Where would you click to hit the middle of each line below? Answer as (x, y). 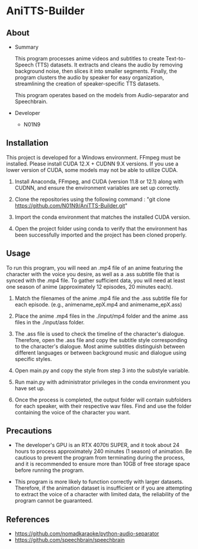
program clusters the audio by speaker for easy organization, (89, 77)
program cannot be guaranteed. (54, 501)
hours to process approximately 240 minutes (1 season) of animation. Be (103, 451)
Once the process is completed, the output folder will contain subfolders (103, 400)
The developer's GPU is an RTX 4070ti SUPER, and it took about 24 (97, 445)
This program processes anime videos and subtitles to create (90, 58)
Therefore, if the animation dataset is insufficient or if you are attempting (103, 488)
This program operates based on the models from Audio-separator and (101, 95)
